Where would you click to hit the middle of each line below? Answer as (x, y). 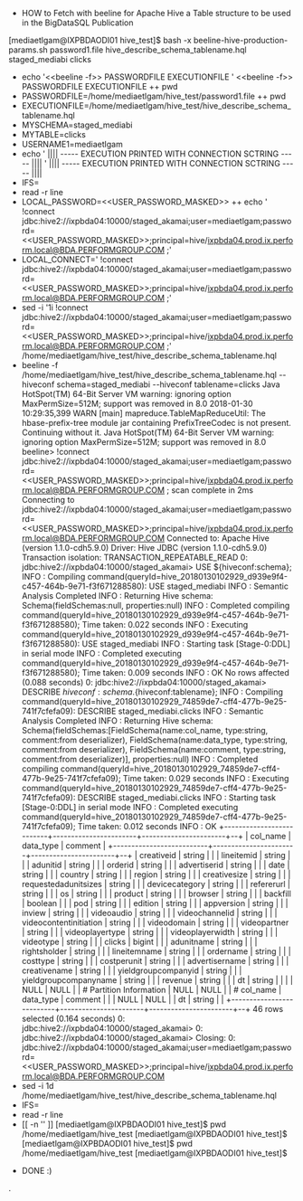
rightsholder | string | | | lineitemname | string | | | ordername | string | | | (156, 951)
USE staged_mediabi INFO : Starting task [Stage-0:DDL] (186, 644)
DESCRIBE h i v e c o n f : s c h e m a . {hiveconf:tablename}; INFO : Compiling (152, 692)
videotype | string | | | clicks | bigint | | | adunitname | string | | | (139, 941)
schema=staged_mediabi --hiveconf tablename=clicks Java (169, 384)
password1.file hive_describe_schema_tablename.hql (148, 50)
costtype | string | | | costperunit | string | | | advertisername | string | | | (155, 961)
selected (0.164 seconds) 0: (73, 1018)
